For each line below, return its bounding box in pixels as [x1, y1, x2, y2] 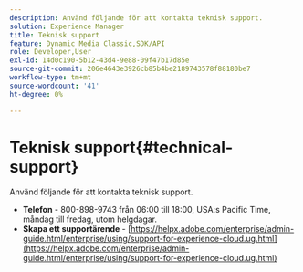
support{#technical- [73, 137, 234, 158]
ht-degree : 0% [9, 89, 64, 99]
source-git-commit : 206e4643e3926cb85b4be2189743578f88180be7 [9, 65, 251, 74]
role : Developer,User [9, 47, 92, 57]
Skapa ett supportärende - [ [22, 224, 131, 235]
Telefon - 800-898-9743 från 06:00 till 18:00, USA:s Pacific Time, [22, 204, 271, 215]
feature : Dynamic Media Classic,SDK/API [9, 38, 166, 48]
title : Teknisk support [9, 30, 100, 39]
